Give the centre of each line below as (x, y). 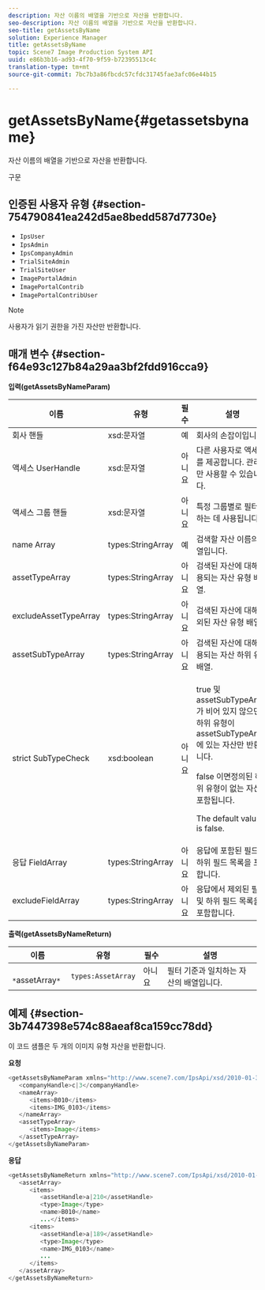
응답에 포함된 (219, 851)
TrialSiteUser (43, 270)
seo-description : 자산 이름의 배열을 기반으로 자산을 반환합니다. (103, 23)
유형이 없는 (225, 789)
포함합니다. (215, 913)
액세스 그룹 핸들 (40, 513)
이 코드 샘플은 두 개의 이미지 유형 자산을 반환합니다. (87, 1046)
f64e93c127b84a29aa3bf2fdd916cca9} (108, 367)
